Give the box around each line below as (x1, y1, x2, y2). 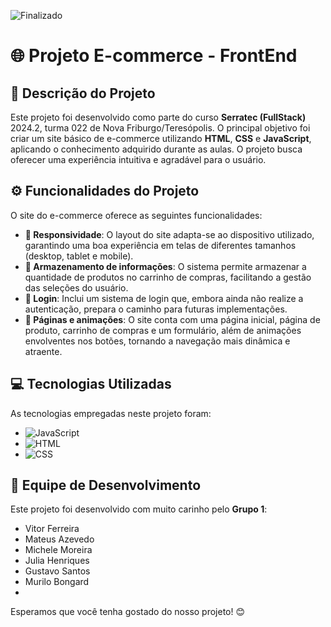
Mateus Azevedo (24, 533, 95, 545)
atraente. (24, 345, 63, 357)
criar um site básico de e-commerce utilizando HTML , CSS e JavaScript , (10, 133, 312, 144)
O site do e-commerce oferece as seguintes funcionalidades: (10, 209, 263, 221)
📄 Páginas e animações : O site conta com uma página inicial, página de (24, 313, 321, 325)
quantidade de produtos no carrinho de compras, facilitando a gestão (24, 271, 312, 283)
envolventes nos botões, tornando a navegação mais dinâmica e (24, 335, 291, 347)
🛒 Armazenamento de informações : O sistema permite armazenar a (24, 260, 307, 272)
